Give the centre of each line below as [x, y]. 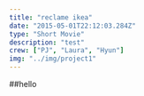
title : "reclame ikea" [51, 17]
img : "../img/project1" [53, 59]
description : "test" [47, 42]
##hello [23, 84]
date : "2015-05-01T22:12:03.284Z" [73, 26]
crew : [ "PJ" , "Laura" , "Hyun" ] [67, 51]
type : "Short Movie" [47, 34]
